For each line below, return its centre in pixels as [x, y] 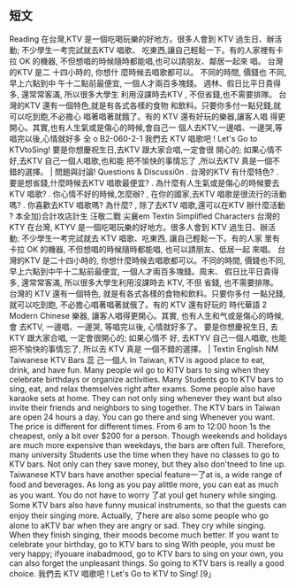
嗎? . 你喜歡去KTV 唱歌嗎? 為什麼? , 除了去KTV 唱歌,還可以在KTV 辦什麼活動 [147, 205]
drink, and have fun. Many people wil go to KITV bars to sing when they [139, 369]
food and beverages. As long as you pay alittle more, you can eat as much [144, 484]
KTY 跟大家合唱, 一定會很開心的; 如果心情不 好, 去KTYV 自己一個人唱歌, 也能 [148, 337]
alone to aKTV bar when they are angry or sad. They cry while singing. [138, 525]
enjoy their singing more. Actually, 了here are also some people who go [139, 515]
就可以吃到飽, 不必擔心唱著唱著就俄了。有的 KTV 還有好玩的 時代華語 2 [138, 305]
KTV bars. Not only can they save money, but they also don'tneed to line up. [148, 464]
